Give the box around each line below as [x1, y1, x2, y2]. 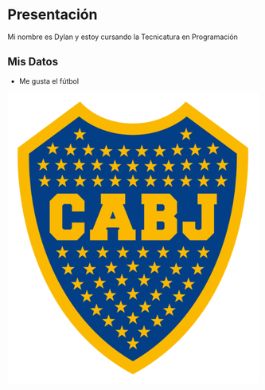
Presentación [7, 6, 98, 24]
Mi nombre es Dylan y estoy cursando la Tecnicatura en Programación [7, 32, 238, 41]
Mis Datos [7, 55, 59, 69]
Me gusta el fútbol [18, 76, 80, 85]
